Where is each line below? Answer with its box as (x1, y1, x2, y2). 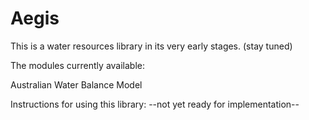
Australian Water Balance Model (10, 78, 143, 91)
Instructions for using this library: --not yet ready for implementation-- (10, 98, 300, 110)
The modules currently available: (10, 59, 146, 71)
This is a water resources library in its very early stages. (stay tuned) (10, 40, 293, 52)
